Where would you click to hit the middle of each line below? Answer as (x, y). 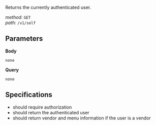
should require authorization (42, 107)
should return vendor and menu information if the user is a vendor (82, 118)
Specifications (29, 95)
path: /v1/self (21, 23)
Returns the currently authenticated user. (48, 7)
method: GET (18, 17)
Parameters (24, 39)
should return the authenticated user (51, 112)
